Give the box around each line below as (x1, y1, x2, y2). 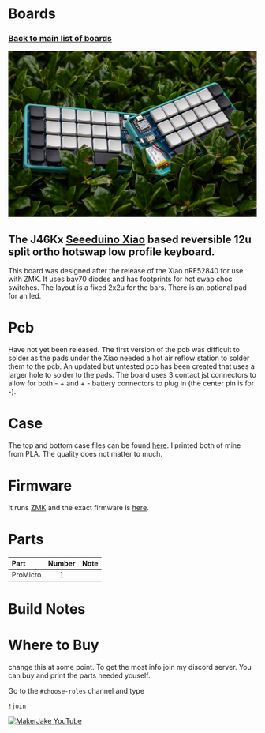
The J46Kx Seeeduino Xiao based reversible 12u (8, 232, 252, 246)
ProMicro (11, 570, 42, 580)
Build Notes (8, 600, 86, 618)
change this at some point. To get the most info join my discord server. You (8, 663, 252, 672)
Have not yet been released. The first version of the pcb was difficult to (8, 344, 241, 354)
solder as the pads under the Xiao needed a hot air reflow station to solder (8, 353, 250, 363)
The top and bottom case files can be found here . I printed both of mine (8, 440, 241, 450)
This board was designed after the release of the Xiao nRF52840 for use (8, 265, 244, 275)
